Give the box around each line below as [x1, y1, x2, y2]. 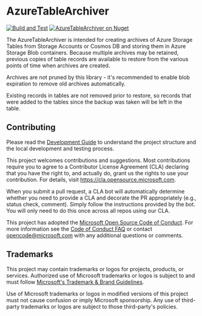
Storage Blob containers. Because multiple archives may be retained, [6, 49, 179, 56]
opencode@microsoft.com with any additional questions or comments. [6, 232, 183, 239]
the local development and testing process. [6, 144, 115, 152]
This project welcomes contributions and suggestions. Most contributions [6, 156, 190, 164]
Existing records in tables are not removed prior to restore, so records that [6, 92, 192, 99]
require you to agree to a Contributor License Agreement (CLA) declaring [6, 163, 189, 170]
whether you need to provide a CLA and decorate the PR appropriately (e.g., [6, 194, 197, 201]
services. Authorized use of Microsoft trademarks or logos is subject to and [6, 272, 195, 279]
